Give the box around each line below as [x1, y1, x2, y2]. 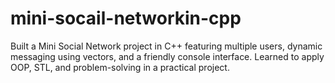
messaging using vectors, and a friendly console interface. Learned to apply [10, 50, 325, 62]
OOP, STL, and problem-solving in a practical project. [10, 61, 230, 73]
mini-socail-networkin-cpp [10, 7, 242, 30]
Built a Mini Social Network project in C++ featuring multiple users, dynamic [10, 40, 323, 52]
